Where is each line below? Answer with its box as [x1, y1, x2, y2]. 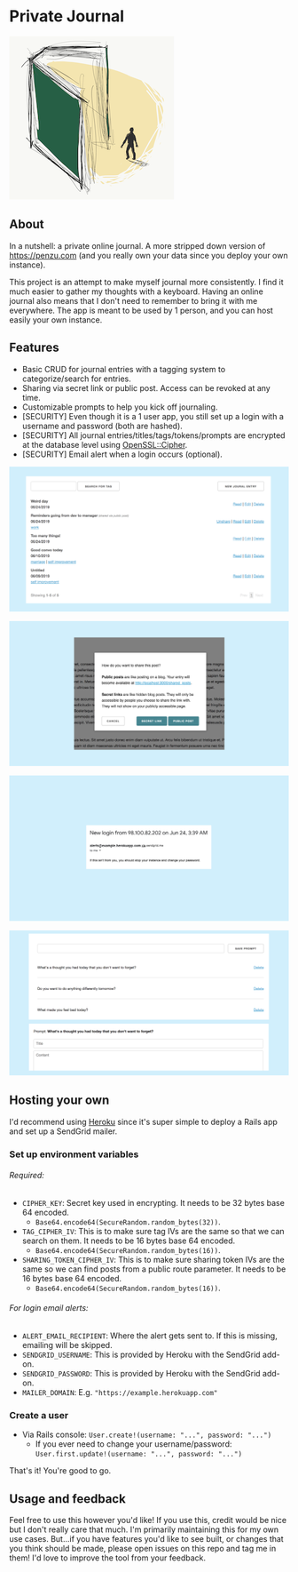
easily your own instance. [9, 314, 103, 325]
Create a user [9, 1409, 69, 1421]
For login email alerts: [9, 1303, 89, 1313]
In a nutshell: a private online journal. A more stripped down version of [9, 240, 266, 251]
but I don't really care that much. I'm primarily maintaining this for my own [9, 1524, 279, 1535]
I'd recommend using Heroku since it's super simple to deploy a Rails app [9, 1116, 278, 1127]
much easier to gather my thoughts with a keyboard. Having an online [9, 286, 263, 297]
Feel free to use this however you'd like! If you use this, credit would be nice [9, 1515, 286, 1526]
